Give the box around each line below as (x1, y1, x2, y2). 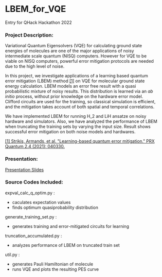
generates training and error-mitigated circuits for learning (12, 223, 129, 229)
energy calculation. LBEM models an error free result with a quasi (5, 83, 136, 89)
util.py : (5, 252, 20, 258)
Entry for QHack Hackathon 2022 (5, 19, 72, 25)
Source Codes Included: (5, 179, 63, 185)
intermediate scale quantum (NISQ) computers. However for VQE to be (5, 53, 147, 59)
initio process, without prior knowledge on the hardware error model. (5, 93, 144, 99)
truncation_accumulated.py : (5, 233, 62, 239)
